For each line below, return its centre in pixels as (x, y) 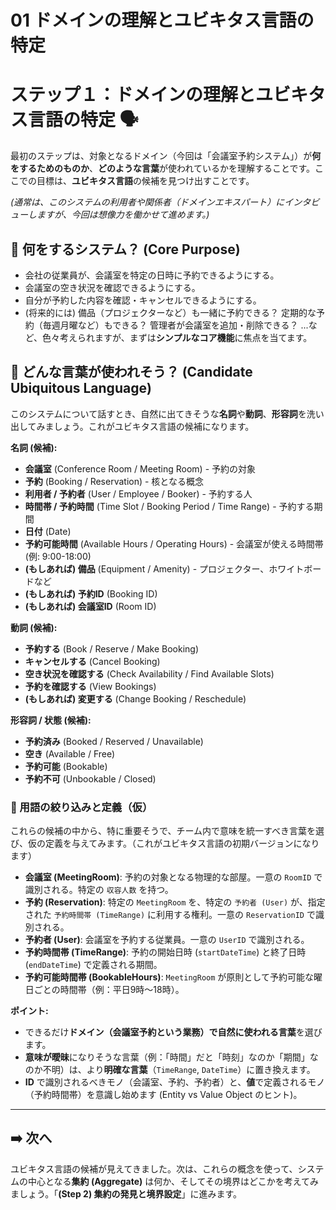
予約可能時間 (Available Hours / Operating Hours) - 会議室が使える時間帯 (174, 543)
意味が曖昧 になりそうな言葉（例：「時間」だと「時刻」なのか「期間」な (171, 1057)
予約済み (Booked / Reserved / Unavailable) (114, 741)
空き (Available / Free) (70, 753)
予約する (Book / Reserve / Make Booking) (112, 648)
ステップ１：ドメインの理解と (133, 95)
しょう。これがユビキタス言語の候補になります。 (154, 426)
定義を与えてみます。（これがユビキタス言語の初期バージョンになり (182, 843)
